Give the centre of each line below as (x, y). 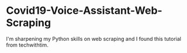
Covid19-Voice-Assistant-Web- (84, 11)
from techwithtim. (27, 45)
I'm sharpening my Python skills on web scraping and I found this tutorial (93, 39)
